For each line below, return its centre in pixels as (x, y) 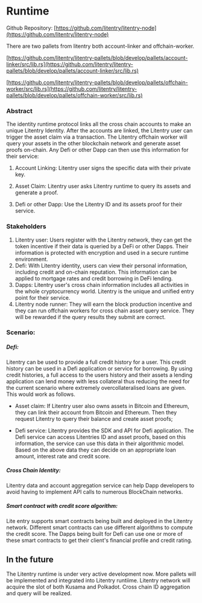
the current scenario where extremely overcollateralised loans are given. (96, 388)
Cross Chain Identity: (34, 470)
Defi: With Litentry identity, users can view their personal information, (101, 265)
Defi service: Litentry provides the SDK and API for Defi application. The (104, 430)
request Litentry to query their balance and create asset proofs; (94, 419)
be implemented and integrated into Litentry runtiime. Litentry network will (98, 581)
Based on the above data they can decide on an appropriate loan (96, 450)
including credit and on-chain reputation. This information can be (96, 272)
